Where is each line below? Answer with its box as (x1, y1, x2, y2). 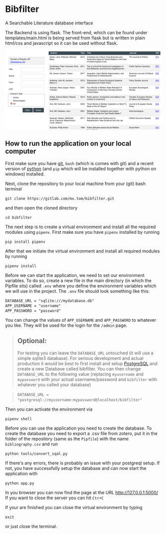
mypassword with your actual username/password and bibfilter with (17, 376, 158, 382)
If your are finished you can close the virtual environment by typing (5, 504, 143, 510)
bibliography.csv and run (5, 441, 58, 447)
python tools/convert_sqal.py (5, 451, 68, 456)
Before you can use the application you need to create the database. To (5, 425, 152, 431)
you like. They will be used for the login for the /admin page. (5, 322, 128, 328)
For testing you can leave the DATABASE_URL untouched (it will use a (17, 350, 154, 356)
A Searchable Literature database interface (5, 20, 93, 26)
